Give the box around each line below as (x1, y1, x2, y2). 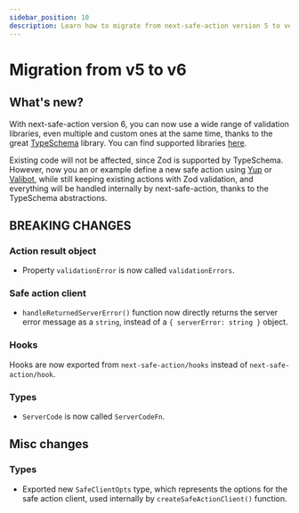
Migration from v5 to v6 (9, 60, 187, 80)
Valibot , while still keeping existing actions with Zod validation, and (9, 173, 254, 184)
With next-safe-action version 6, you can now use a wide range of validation (9, 118, 289, 129)
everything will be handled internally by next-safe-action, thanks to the (9, 183, 269, 194)
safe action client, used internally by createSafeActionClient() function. (21, 493, 287, 503)
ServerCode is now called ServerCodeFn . (21, 411, 166, 422)
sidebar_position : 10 (9, 12, 90, 22)
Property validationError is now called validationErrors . (21, 265, 235, 276)
